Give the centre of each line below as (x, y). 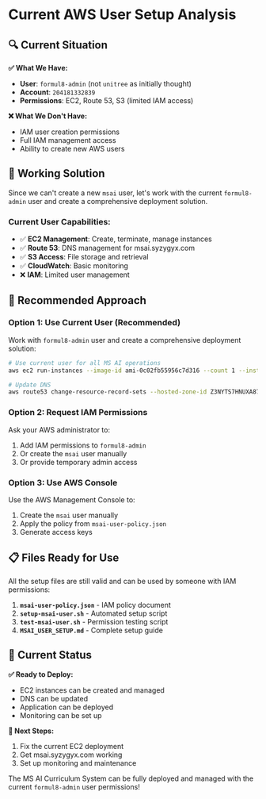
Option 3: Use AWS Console (63, 482)
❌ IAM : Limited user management (75, 275)
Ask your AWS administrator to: (59, 429)
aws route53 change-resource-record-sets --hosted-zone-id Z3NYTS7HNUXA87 (134, 392)
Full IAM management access (68, 140)
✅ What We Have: (38, 68)
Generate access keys (56, 532)
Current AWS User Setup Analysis (122, 15)
